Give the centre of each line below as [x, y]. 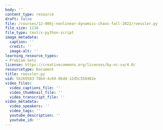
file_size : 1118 [22, 28]
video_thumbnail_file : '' [36, 92]
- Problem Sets [21, 60]
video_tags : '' [25, 111]
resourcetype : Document [30, 70]
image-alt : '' [24, 51]
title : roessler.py [25, 74]
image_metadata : [22, 38]
